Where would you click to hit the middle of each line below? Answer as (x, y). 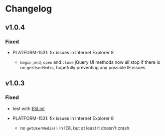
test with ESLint (29, 108)
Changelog (29, 9)
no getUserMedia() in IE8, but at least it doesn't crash (74, 128)
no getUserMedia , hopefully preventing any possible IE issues (82, 67)
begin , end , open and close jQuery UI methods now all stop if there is (90, 62)
